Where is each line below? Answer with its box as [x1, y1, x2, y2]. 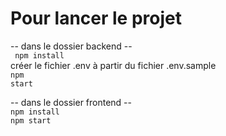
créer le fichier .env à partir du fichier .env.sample [10, 59, 217, 71]
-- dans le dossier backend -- [10, 40, 133, 52]
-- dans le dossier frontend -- [10, 96, 132, 108]
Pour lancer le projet [10, 7, 182, 30]
